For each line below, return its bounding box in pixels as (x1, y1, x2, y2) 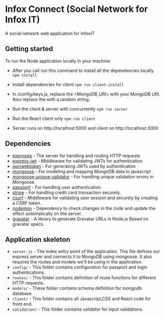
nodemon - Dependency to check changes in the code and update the (12, 205, 156, 211)
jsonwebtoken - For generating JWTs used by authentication (12, 163, 136, 169)
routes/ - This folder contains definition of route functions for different (12, 275, 156, 281)
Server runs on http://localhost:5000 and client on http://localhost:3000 (12, 125, 159, 131)
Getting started (5, 45, 53, 53)
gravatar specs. (12, 221, 44, 227)
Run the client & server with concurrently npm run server (12, 106, 128, 112)
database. (12, 291, 33, 297)
